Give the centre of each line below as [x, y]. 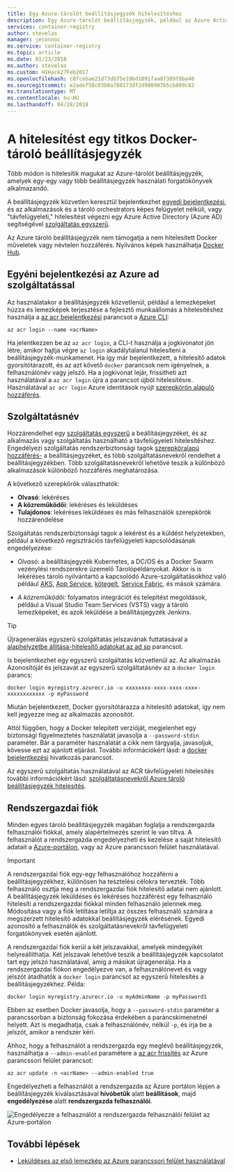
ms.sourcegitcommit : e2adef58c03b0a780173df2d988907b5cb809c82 [101, 85]
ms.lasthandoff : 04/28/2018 [48, 105]
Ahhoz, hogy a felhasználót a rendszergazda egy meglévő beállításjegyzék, [116, 1046]
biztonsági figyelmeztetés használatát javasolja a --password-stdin [103, 735]
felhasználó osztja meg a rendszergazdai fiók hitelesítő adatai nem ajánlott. [115, 889]
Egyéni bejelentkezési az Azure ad [83, 274]
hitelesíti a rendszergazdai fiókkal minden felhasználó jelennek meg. [105, 904]
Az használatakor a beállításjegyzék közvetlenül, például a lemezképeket [111, 302]
